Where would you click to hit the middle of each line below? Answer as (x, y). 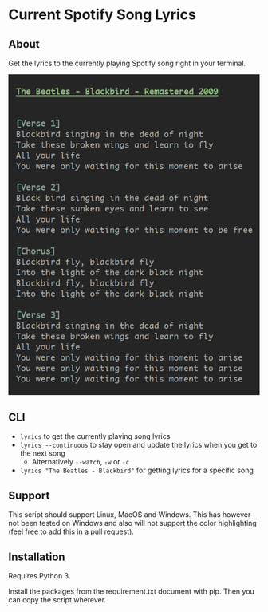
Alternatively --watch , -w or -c (81, 462)
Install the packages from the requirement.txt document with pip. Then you (132, 591)
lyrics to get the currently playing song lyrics (95, 436)
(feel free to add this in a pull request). (71, 531)
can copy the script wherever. (57, 599)
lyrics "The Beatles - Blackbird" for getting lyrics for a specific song (136, 470)
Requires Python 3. (39, 575)
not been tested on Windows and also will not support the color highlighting (132, 523)
